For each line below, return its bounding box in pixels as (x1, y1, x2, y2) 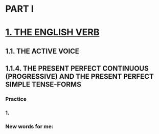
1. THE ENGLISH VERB (5, 27, 100, 38)
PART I (5, 3, 34, 15)
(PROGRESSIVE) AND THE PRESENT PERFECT (5, 72, 154, 81)
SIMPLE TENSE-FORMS (5, 80, 82, 89)
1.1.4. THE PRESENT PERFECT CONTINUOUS (5, 64, 149, 73)
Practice (5, 96, 27, 103)
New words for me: (5, 123, 54, 130)
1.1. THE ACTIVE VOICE (5, 47, 79, 55)
